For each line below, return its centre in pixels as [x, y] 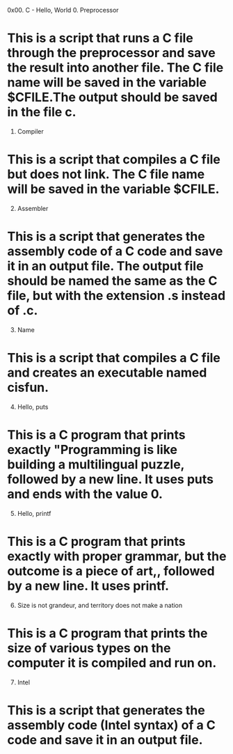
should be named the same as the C [112, 281]
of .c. [23, 311]
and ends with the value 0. [85, 494]
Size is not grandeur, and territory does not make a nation [100, 605]
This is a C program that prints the [107, 633]
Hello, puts [33, 407]
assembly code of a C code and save [115, 252]
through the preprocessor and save [111, 53]
